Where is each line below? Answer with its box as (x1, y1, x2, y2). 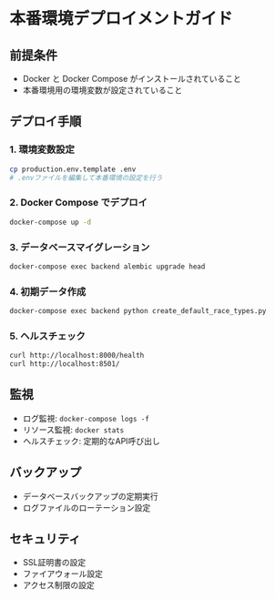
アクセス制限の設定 (22, 580, 96, 591)
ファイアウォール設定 (22, 568, 103, 579)
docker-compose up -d (9, 218, 92, 227)
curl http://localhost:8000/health (9, 351, 145, 360)
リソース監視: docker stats (22, 424, 125, 435)
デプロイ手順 (9, 114, 82, 129)
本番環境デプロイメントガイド (9, 8, 234, 29)
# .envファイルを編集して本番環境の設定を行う (9, 173, 163, 182)
